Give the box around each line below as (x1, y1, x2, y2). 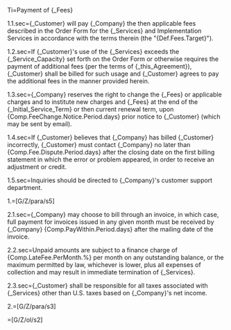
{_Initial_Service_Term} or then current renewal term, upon (7, 105, 174, 113)
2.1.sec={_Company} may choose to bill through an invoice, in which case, (7, 211, 219, 218)
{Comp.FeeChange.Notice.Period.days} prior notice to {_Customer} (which (7, 112, 221, 121)
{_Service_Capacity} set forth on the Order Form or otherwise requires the (7, 55, 219, 63)
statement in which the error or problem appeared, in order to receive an (7, 155, 215, 164)
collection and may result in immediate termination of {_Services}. (7, 268, 196, 276)
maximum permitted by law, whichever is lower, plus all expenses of (7, 261, 201, 269)
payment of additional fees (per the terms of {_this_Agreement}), (7, 62, 192, 70)
